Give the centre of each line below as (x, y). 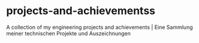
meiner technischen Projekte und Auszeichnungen (68, 33)
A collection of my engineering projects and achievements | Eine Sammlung (99, 27)
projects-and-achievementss (81, 11)
